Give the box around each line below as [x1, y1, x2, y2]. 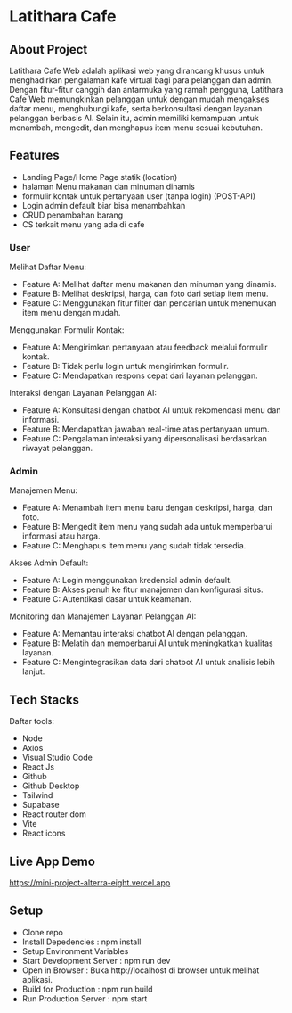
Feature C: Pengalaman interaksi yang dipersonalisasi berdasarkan [21, 433, 267, 444]
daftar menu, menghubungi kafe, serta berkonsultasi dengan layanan [9, 103, 263, 113]
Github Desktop [21, 780, 80, 791]
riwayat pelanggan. [21, 443, 93, 454]
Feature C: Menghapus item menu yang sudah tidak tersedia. [21, 540, 247, 551]
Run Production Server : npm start [21, 992, 148, 1004]
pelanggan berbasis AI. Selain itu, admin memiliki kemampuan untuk [9, 113, 260, 123]
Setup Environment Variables [21, 945, 129, 956]
